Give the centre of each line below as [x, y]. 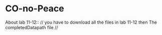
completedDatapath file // [32, 27]
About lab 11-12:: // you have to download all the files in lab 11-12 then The [81, 22]
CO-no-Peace [35, 9]
